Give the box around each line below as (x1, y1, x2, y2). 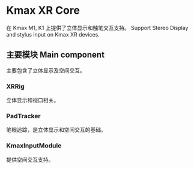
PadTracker (6, 111, 41, 120)
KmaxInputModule (6, 141, 62, 150)
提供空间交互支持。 (6, 156, 54, 163)
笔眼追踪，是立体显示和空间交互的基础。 (6, 126, 106, 134)
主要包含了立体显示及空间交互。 (6, 67, 85, 74)
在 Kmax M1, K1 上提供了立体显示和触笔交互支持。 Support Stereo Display (6, 24, 189, 31)
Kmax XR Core (6, 4, 80, 17)
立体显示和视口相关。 (6, 96, 59, 104)
